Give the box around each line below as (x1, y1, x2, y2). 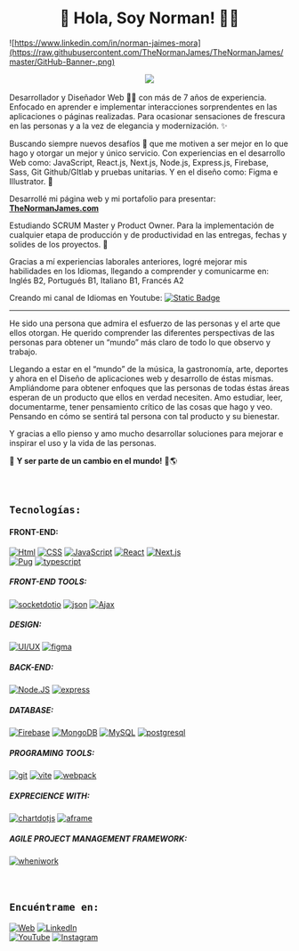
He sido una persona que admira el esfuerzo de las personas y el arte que (9, 318, 280, 329)
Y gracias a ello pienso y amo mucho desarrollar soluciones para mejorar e (9, 427, 284, 439)
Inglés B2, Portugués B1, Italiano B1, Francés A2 (9, 275, 184, 286)
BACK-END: (9, 662, 54, 673)
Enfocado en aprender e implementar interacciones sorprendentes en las (9, 102, 278, 112)
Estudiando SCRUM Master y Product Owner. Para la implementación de (9, 220, 274, 231)
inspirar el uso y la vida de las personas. (9, 437, 158, 448)
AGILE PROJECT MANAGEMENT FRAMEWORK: (9, 833, 188, 844)
